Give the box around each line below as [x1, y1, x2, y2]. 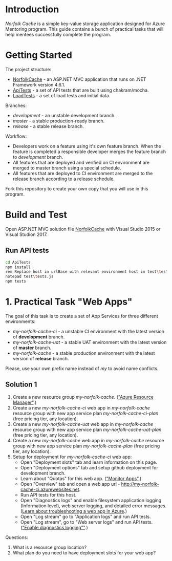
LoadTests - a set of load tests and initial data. [12, 92, 111, 98]
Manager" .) [12, 399, 37, 405]
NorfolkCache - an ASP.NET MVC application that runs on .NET [12, 76, 146, 82]
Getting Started [5, 50, 73, 61]
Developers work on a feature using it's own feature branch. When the [12, 143, 161, 149]
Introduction [5, 4, 59, 15]
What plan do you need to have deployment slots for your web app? [12, 549, 156, 556]
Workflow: [5, 133, 27, 139]
